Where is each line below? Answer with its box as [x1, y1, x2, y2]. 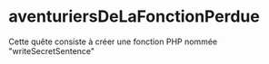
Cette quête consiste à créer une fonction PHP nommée [8, 36, 218, 47]
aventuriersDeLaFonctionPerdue [8, 6, 260, 27]
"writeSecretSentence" [8, 45, 95, 56]
